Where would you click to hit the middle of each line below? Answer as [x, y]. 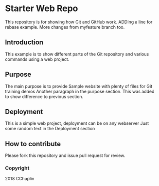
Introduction [24, 42]
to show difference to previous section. [44, 96]
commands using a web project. [37, 59]
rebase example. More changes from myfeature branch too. [65, 27]
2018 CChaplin [20, 179]
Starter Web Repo [42, 8]
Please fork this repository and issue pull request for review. [65, 155]
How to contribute [33, 144]
